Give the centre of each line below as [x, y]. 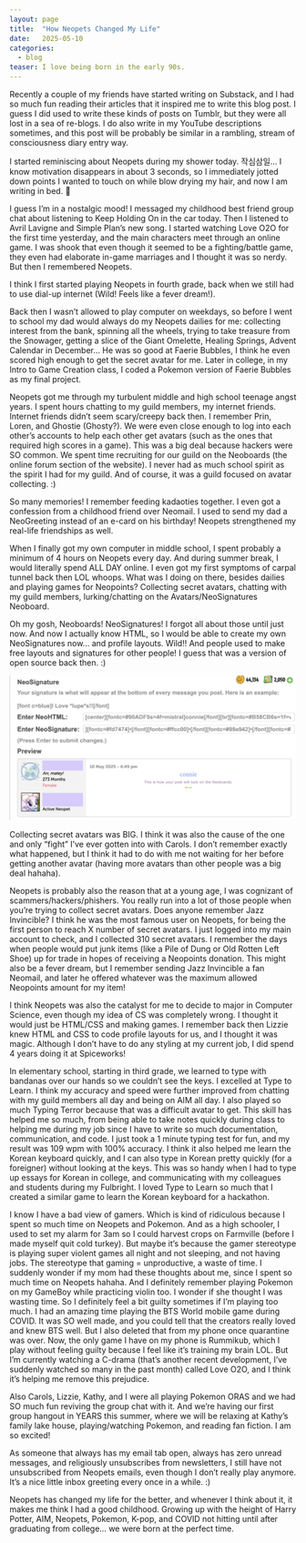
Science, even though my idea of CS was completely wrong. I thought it [144, 1015]
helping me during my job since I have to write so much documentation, [144, 1130]
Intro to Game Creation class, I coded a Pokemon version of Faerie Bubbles [150, 370]
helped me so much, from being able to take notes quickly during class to [147, 1120]
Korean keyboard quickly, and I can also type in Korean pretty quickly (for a [151, 1158]
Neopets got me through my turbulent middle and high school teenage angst [153, 397]
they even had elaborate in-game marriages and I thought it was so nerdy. [148, 257]
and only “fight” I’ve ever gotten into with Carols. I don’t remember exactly [148, 844]
